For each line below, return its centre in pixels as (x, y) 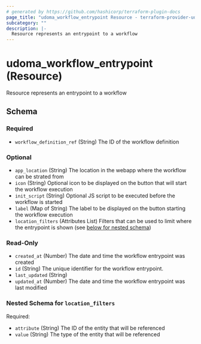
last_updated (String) (41, 275)
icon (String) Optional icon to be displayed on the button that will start (101, 183)
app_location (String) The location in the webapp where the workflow (100, 171)
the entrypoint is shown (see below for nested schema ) (83, 227)
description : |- (26, 28)
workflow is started (39, 202)
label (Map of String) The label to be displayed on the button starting (100, 208)
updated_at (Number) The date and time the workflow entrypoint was (100, 281)
